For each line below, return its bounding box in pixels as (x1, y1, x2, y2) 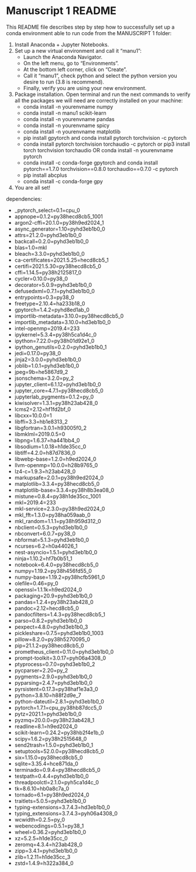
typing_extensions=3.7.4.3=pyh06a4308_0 (14, 809, 118, 817)
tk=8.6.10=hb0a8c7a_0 (14, 785, 70, 792)
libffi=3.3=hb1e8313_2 (14, 418, 68, 425)
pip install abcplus (23, 171, 67, 178)
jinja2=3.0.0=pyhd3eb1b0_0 (14, 356, 82, 363)
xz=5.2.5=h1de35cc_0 (14, 835, 68, 842)
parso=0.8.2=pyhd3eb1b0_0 (14, 617, 83, 624)
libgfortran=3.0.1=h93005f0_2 (14, 424, 87, 431)
